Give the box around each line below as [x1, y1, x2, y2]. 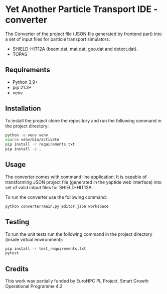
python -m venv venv [5, 132, 49, 137]
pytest [5, 251, 19, 256]
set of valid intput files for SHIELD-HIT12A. [5, 184, 93, 190]
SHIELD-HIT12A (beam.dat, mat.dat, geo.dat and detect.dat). [12, 46, 138, 52]
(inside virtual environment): [5, 236, 64, 242]
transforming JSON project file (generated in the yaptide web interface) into [5, 179, 162, 185]
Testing [5, 218, 30, 226]
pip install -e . [5, 146, 42, 152]
